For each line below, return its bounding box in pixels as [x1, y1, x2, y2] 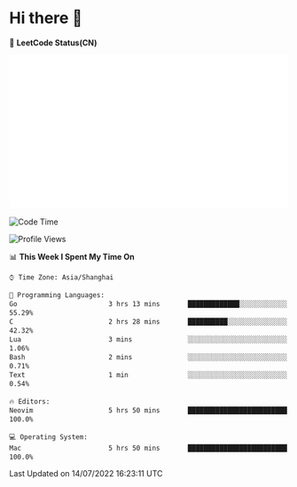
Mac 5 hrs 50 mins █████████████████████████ [9, 444, 288, 452]
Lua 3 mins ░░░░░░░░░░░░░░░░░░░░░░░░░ [9, 334, 288, 344]
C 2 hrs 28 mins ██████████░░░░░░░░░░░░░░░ [9, 317, 288, 326]
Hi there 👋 [9, 8, 82, 28]
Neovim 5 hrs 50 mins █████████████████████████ [9, 405, 288, 415]
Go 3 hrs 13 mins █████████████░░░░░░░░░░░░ [9, 299, 288, 309]
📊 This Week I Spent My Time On [9, 251, 135, 262]
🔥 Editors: [9, 397, 51, 406]
